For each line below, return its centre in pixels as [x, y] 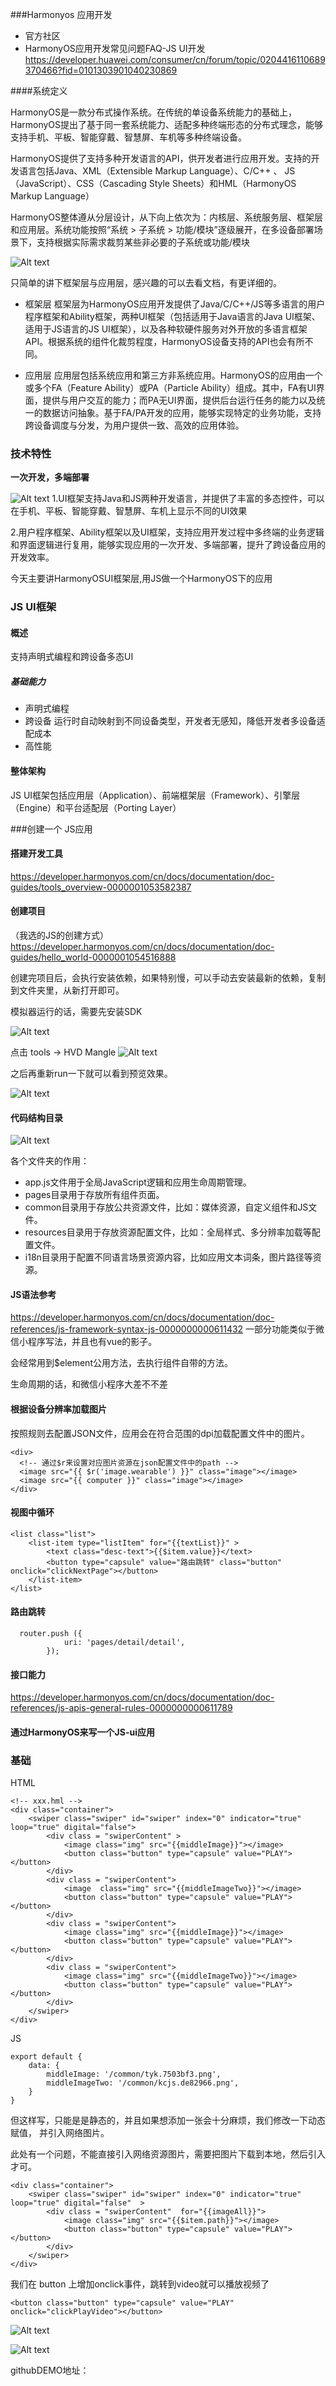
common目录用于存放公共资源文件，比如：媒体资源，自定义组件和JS [166, 1207]
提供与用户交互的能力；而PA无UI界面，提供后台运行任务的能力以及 [179, 400]
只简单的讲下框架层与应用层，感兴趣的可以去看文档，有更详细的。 [146, 282]
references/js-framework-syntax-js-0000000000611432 [127, 1329]
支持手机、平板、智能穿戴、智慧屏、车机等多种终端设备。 [128, 137]
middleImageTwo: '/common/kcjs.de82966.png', [143, 2083]
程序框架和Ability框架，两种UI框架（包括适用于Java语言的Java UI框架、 [172, 316]
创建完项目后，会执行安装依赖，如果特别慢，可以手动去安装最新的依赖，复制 [168, 977]
